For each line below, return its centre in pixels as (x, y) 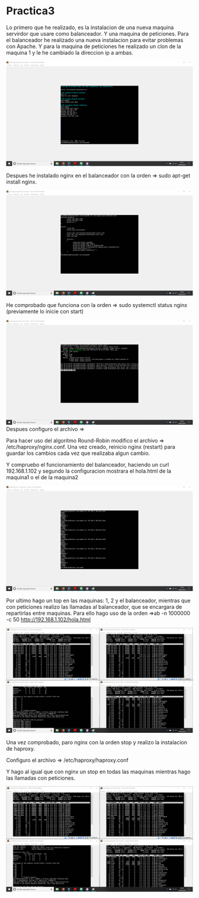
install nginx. (22, 182)
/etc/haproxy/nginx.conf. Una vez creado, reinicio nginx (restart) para (91, 447)
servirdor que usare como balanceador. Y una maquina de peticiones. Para (97, 33)
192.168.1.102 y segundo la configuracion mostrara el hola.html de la (89, 471)
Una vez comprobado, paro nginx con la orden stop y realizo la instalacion (97, 742)
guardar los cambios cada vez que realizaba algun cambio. (78, 453)
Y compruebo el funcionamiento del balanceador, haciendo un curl (88, 465)
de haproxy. (21, 749)
